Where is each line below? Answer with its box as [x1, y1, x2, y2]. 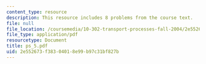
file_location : [6, 26, 45, 32]
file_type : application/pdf [6, 32, 78, 38]
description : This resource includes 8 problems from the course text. [6, 15, 193, 21]
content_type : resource [6, 9, 67, 15]
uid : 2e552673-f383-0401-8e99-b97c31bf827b [6, 49, 120, 55]
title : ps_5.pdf [6, 43, 48, 49]
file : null [6, 20, 34, 26]
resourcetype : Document [6, 37, 67, 43]
